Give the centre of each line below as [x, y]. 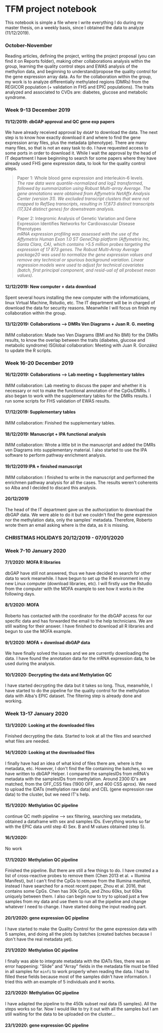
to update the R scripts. [28, 350]
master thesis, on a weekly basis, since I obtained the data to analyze [75, 27]
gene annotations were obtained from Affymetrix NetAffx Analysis [83, 194]
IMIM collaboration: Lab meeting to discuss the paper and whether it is [76, 385]
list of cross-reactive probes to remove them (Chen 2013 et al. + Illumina [78, 876]
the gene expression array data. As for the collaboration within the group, [79, 77]
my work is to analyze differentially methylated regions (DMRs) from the [77, 82]
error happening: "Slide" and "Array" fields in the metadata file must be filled [82, 966]
